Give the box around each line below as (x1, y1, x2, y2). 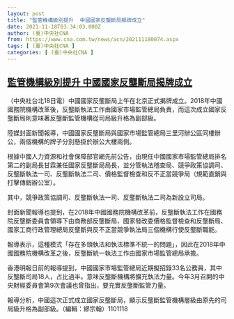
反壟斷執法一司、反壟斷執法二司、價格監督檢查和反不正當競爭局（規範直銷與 (7, 169, 227, 178)
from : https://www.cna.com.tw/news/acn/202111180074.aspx (7, 36, 179, 43)
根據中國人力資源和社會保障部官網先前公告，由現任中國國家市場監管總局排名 (7, 152, 227, 160)
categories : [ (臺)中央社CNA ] (7, 49, 94, 56)
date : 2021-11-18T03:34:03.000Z (7, 23, 101, 30)
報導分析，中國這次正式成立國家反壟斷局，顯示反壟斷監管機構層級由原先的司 (7, 295, 227, 304)
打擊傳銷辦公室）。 (7, 178, 59, 187)
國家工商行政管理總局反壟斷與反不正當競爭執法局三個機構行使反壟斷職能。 (7, 225, 221, 233)
